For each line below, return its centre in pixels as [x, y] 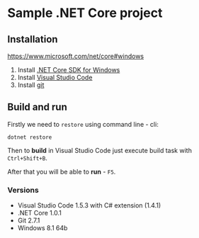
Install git [31, 85]
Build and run [37, 107]
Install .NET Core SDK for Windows [69, 70]
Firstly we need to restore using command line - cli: [83, 124]
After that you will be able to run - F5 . [62, 171]
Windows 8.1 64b [42, 228]
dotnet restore [30, 137]
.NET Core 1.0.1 [39, 213]
